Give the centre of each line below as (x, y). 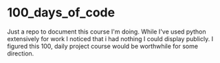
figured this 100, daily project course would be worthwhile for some (102, 46)
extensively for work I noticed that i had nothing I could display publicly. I (110, 38)
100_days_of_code (61, 13)
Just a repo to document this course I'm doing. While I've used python (107, 32)
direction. (21, 53)
